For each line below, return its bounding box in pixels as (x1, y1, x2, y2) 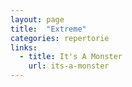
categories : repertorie (10, 33, 110, 43)
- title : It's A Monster (19, 52, 123, 62)
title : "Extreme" (10, 24, 87, 34)
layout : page (10, 14, 65, 25)
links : (10, 42, 38, 53)
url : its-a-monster (28, 61, 110, 71)
